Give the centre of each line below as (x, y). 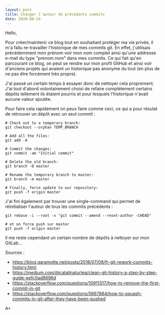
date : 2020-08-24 (23, 19)
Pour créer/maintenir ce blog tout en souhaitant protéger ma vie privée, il (79, 42)
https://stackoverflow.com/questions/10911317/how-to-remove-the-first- (86, 283)
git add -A (16, 140)
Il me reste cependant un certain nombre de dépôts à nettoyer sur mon (77, 238)
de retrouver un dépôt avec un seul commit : (50, 114)
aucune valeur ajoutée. (28, 99)
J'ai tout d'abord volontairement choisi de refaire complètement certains (79, 89)
